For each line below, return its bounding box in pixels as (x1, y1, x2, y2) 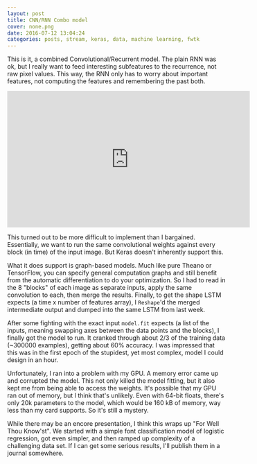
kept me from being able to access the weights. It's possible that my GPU (7, 384, 217, 393)
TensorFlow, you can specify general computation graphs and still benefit (7, 268, 217, 277)
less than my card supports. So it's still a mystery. (7, 406, 149, 415)
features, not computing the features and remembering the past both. (7, 77, 206, 85)
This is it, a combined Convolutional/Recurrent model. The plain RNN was (7, 55, 217, 63)
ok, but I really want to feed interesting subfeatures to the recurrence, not (7, 62, 217, 71)
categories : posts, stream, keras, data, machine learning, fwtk (7, 36, 200, 43)
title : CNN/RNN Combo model (7, 17, 89, 24)
